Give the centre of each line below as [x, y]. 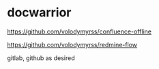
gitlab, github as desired [41, 58]
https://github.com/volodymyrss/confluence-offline [79, 31]
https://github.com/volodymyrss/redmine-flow [72, 44]
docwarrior [39, 13]
